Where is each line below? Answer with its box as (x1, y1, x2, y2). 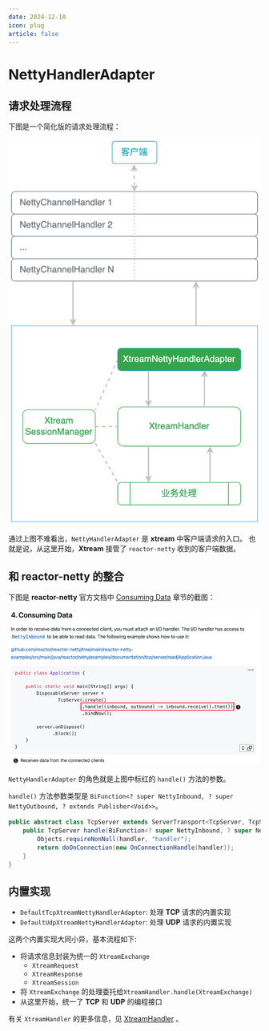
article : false (8, 30, 59, 38)
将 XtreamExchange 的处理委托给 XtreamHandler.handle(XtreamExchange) (19, 987, 253, 997)
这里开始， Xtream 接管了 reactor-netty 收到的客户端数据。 (42, 544, 241, 554)
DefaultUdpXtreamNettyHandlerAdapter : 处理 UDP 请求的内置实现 (19, 917, 232, 927)
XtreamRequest (31, 962, 79, 970)
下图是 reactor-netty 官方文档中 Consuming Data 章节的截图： (8, 593, 215, 602)
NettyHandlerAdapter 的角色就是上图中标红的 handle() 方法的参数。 (8, 774, 231, 784)
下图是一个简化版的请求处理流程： (8, 122, 121, 131)
